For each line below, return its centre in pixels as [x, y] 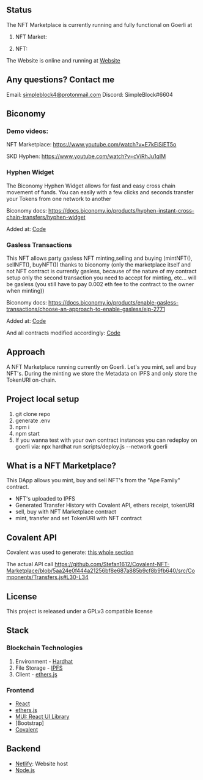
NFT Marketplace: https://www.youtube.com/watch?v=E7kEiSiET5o [91, 145]
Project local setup [43, 399]
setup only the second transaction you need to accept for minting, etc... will [102, 278]
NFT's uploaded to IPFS [45, 499]
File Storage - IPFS [39, 668]
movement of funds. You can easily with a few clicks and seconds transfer [100, 192]
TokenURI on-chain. [31, 380]
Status [19, 10]
